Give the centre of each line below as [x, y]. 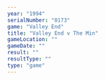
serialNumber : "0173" [39, 20]
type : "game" [26, 65]
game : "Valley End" [36, 26]
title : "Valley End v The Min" [53, 33]
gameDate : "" [26, 46]
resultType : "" [29, 59]
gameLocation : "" [33, 40]
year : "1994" [26, 14]
